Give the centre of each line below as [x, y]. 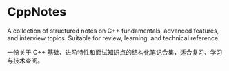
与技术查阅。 [25, 60]
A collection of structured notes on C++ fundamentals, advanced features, [113, 31]
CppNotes [37, 12]
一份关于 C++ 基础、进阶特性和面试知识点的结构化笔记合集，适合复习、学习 [115, 52]
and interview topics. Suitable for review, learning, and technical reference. [114, 38]
